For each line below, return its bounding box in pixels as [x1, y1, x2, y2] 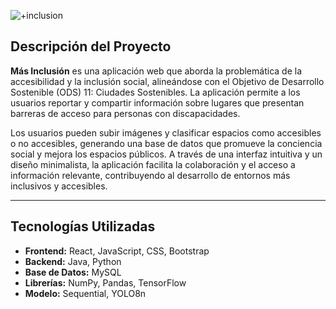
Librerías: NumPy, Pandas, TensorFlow [24, 276, 187, 289]
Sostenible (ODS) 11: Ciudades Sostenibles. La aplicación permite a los [10, 86, 301, 98]
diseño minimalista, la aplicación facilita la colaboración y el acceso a [10, 158, 296, 170]
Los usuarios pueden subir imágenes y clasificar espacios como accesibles [10, 126, 322, 139]
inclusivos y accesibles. [10, 180, 108, 192]
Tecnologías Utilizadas [10, 218, 156, 235]
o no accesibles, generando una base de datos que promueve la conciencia [10, 137, 323, 149]
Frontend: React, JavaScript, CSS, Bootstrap [24, 245, 210, 257]
